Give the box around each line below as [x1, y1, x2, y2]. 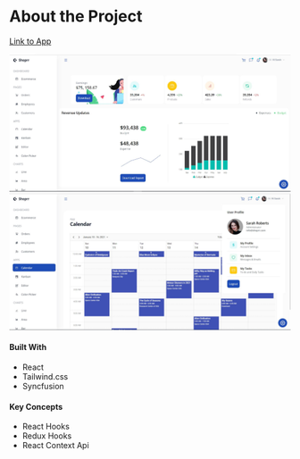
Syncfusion [21, 381, 64, 392]
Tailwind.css [21, 371, 69, 382]
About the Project [9, 6, 143, 27]
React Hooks [21, 421, 70, 432]
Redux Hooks [21, 430, 72, 441]
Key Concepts [9, 401, 63, 412]
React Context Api [21, 440, 89, 451]
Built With [9, 342, 47, 353]
